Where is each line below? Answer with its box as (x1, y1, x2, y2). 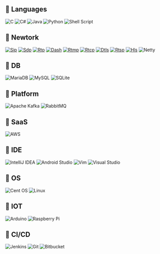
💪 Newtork (5, 33, 39, 42)
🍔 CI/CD (5, 230, 31, 239)
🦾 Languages (5, 5, 47, 14)
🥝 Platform (5, 89, 39, 98)
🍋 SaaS (5, 118, 28, 126)
